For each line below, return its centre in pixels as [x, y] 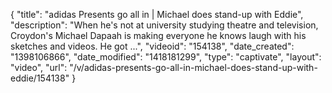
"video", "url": [39, 67]
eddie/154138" [40, 78]
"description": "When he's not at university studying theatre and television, [164, 25]
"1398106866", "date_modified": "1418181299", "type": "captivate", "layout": [166, 57]
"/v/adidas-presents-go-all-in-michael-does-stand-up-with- [193, 67]
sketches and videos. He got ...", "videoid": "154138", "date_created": [152, 46]
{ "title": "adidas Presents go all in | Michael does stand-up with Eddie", [157, 14]
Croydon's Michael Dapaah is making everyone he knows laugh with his [158, 35]
